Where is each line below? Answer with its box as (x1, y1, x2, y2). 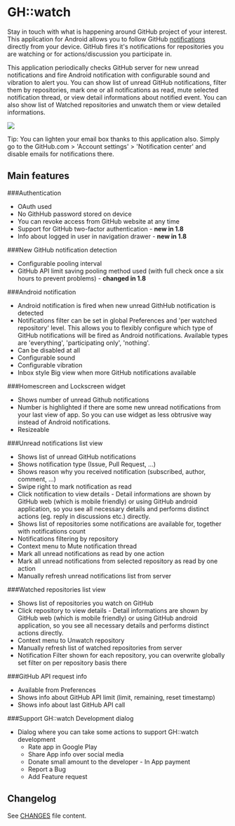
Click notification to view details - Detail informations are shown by (17, 489, 211, 498)
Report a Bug (27, 765, 67, 773)
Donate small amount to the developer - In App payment (27, 757, 191, 766)
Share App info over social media (27, 750, 124, 758)
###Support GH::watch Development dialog (7, 714, 134, 722)
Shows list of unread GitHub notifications (17, 452, 137, 461)
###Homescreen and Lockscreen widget (7, 381, 126, 390)
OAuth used (17, 202, 53, 210)
